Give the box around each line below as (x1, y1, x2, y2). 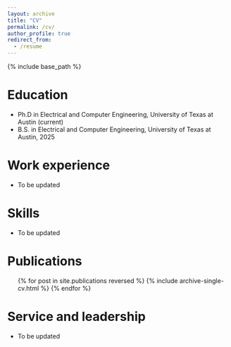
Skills (7, 206, 40, 222)
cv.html (17, 284, 39, 292)
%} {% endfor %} (40, 284, 92, 292)
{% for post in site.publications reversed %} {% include (17, 276, 178, 285)
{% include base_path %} (7, 63, 82, 70)
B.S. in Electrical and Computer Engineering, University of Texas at (17, 125, 211, 134)
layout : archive (7, 10, 55, 18)
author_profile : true (7, 30, 71, 37)
